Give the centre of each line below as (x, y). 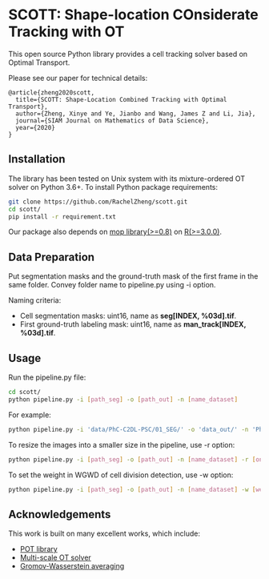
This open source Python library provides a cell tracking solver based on (128, 54)
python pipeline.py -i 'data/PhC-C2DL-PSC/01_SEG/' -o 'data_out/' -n (128, 429)
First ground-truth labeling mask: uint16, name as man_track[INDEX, (133, 324)
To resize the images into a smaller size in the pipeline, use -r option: (122, 444)
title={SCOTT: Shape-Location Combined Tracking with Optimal (121, 99)
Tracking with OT (66, 32)
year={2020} (36, 127)
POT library (38, 549)
